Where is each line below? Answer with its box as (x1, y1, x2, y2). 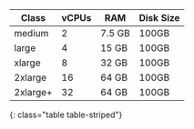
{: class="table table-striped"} (9, 109, 123, 120)
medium (14, 27, 49, 39)
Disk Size (138, 12, 180, 24)
